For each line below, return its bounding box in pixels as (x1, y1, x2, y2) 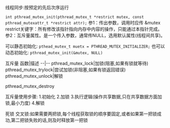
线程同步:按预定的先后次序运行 (5, 5, 70, 10)
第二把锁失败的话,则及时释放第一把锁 (11, 117, 88, 123)
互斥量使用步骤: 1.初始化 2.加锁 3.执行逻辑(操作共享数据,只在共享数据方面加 (5, 93, 162, 100)
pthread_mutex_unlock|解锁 (5, 73, 63, 79)
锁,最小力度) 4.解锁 (5, 100, 45, 106)
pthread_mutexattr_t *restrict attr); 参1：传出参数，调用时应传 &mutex (5, 20, 161, 25)
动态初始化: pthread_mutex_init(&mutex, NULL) (5, 50, 103, 55)
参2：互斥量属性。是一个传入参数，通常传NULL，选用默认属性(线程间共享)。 (5, 33, 165, 38)
